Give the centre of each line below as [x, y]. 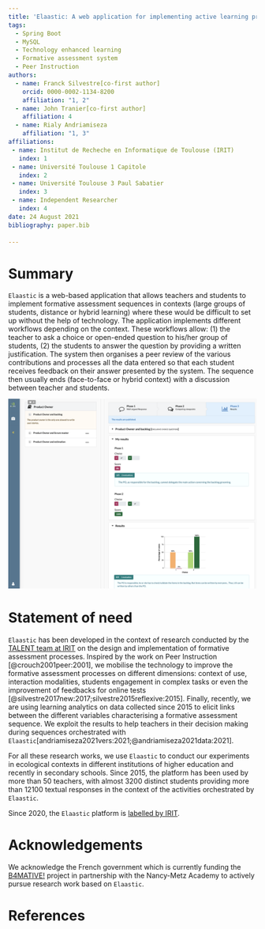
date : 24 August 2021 [44, 217]
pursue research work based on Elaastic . [76, 884]
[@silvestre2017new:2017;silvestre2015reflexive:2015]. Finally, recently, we [130, 699]
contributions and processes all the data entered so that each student [121, 363]
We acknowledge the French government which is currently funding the [125, 867]
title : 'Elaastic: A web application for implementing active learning [128, 17]
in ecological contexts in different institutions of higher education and [121, 765]
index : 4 [33, 209]
